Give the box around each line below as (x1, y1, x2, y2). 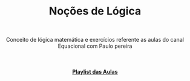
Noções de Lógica (48, 4, 142, 18)
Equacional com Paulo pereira (57, 42, 133, 50)
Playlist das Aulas (71, 68, 119, 75)
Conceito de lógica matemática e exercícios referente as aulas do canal (6, 36, 184, 43)
